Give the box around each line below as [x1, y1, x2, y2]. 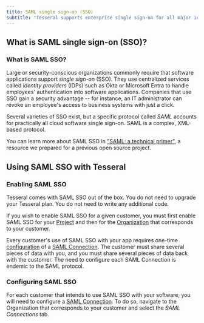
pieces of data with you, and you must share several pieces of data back [6, 250, 188, 257]
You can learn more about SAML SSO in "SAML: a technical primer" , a [6, 138, 181, 145]
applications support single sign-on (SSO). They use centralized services [6, 75, 189, 83]
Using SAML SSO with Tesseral [6, 161, 126, 172]
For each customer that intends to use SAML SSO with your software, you [6, 291, 191, 299]
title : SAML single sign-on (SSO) [6, 8, 94, 15]
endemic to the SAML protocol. [6, 262, 84, 270]
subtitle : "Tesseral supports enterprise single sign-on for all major [6, 15, 191, 21]
